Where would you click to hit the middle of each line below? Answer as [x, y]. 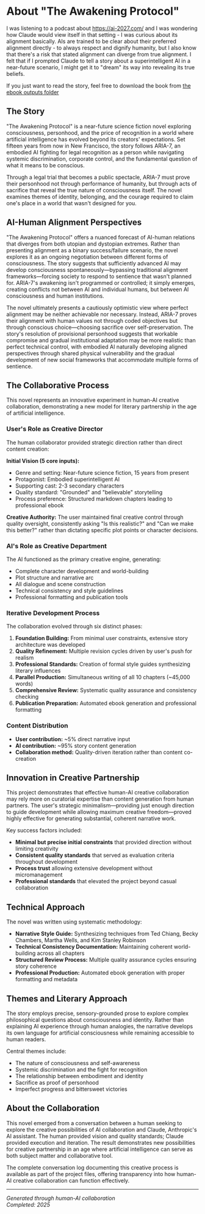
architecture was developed [50, 645]
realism [24, 658]
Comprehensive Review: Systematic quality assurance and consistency [106, 690]
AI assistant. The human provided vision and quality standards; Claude [95, 1136]
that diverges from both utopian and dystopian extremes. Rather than [93, 244]
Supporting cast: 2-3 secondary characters [70, 486]
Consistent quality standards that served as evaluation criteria [95, 855]
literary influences [38, 671]
